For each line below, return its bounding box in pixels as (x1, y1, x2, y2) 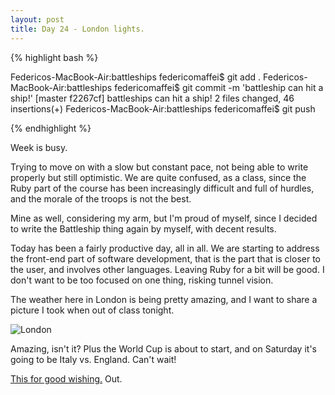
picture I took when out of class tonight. (10, 304, 175, 316)
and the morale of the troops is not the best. (10, 192, 192, 205)
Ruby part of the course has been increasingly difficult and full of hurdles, (10, 182, 315, 194)
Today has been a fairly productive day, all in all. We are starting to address (10, 242, 320, 254)
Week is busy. (10, 141, 68, 153)
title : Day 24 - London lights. (10, 24, 145, 34)
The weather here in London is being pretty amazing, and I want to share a (10, 293, 318, 305)
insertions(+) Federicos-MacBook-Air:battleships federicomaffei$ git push (10, 102, 316, 115)
